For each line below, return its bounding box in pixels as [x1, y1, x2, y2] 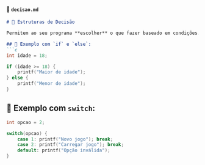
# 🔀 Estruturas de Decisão [6, 19, 75, 25]
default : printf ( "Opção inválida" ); [17, 147, 111, 153]
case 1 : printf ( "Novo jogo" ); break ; [17, 136, 113, 142]
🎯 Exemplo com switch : [6, 103, 96, 114]
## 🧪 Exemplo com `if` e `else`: [6, 41, 92, 47]
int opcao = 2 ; [6, 119, 45, 125]
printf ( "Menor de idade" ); [17, 81, 86, 87]
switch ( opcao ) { [6, 130, 48, 136]
